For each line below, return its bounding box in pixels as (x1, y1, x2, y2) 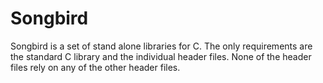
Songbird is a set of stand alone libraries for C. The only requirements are (10, 40, 313, 52)
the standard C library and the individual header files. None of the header (10, 50, 312, 62)
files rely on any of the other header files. (10, 61, 181, 73)
